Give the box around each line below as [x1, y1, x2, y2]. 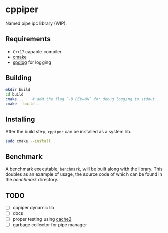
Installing [5, 115, 35, 124]
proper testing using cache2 [12, 216, 72, 222]
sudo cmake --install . [5, 138, 56, 144]
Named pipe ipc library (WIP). [5, 20, 67, 26]
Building [5, 74, 32, 82]
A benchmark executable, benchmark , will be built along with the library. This [5, 166, 163, 172]
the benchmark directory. [5, 176, 58, 182]
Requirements [5, 35, 51, 43]
